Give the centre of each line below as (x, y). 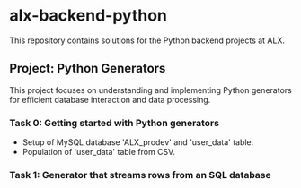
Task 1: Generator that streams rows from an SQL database (140, 175)
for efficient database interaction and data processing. (110, 99)
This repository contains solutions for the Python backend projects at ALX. (147, 40)
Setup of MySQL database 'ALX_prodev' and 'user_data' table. (138, 142)
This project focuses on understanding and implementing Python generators (150, 90)
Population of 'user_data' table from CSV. (98, 152)
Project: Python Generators (88, 68)
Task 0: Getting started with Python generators (115, 123)
